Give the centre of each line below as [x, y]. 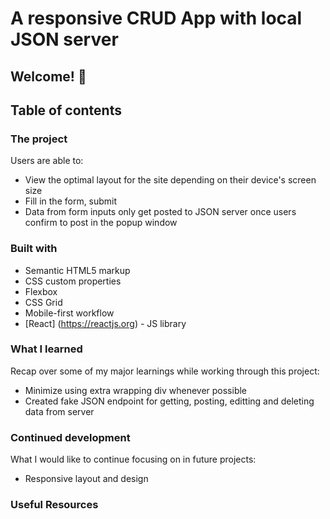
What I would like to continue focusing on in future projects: [133, 459]
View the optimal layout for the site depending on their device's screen [170, 180]
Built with [34, 249]
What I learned [46, 349]
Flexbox [41, 291]
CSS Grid [43, 302]
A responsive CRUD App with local [156, 18]
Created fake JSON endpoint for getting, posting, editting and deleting [169, 401]
